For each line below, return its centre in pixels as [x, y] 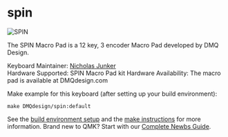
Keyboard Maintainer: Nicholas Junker [61, 65]
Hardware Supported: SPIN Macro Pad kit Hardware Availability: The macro [114, 73]
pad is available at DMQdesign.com [58, 80]
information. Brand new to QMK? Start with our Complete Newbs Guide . [109, 126]
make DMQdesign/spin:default [49, 106]
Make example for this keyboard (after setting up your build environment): [112, 94]
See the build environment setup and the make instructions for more [104, 119]
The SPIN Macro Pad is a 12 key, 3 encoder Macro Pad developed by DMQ [113, 45]
